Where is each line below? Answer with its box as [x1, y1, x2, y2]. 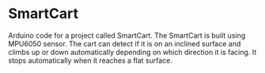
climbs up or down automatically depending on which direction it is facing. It [8, 47, 257, 57]
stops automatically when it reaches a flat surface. [8, 56, 172, 65]
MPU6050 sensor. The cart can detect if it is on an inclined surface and [8, 38, 241, 48]
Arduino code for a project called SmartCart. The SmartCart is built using [8, 31, 246, 40]
